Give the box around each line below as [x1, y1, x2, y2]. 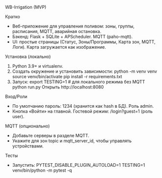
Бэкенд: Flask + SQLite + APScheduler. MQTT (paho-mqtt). [12, 34, 133, 39]
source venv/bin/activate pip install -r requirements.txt [12, 74, 122, 79]
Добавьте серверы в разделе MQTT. [12, 133, 89, 138]
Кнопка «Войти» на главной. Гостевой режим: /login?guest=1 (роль [12, 108, 153, 114]
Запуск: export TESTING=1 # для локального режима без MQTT [12, 79, 145, 85]
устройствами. [12, 143, 44, 149]
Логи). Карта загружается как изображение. [12, 44, 107, 50]
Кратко [5, 14, 21, 19]
